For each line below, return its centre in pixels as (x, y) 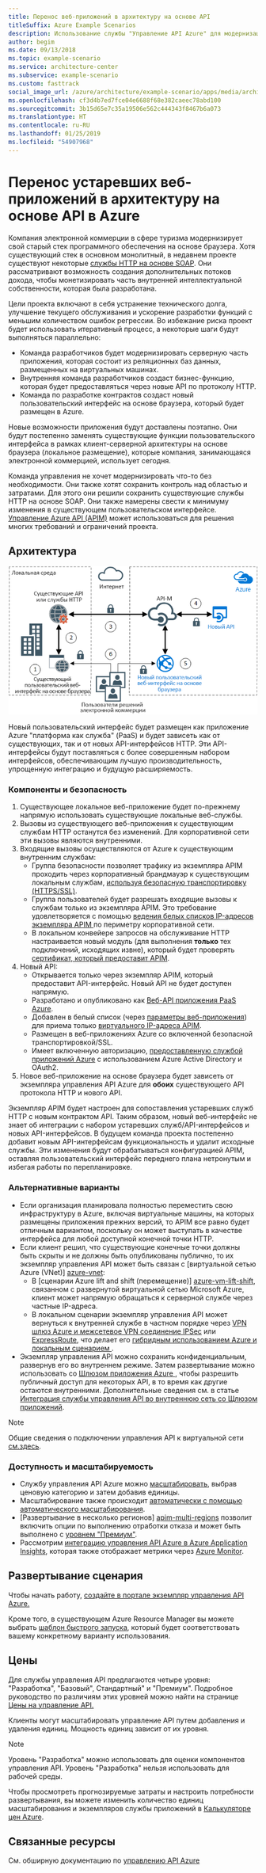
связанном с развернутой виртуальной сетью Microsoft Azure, (138, 1289)
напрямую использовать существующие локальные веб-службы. (131, 815)
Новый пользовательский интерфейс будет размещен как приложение (129, 727)
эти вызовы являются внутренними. (81, 840)
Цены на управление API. (51, 1705)
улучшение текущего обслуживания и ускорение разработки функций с (131, 312)
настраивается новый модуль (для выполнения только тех (131, 942)
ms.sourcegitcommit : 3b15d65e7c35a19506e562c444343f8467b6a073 (115, 108)
